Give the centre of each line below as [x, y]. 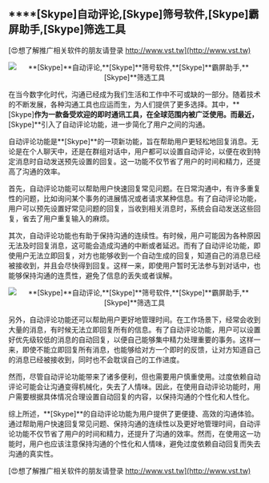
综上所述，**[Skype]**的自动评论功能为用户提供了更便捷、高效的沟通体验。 [133, 413]
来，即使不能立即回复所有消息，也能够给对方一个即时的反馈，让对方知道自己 [134, 349]
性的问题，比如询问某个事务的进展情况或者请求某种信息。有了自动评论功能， [134, 198]
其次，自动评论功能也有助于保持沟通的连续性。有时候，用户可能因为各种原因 [134, 235]
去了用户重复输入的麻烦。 [71, 218]
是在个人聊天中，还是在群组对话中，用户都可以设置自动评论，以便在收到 [134, 151]
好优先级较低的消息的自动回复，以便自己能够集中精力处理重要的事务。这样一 [134, 340]
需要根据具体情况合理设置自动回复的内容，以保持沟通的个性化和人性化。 [134, 396]
